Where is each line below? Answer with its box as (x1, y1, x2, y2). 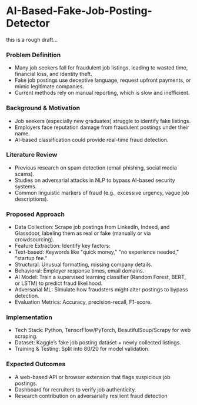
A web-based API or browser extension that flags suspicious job (14, 373, 171, 380)
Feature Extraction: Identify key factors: (14, 243, 111, 250)
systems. (14, 182, 37, 190)
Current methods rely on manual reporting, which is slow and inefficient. (14, 89, 190, 97)
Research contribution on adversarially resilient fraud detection (14, 392, 168, 399)
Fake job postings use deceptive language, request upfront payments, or (14, 77, 191, 84)
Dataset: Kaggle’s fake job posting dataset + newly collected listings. (14, 339, 181, 346)
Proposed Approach (6, 210, 65, 218)
